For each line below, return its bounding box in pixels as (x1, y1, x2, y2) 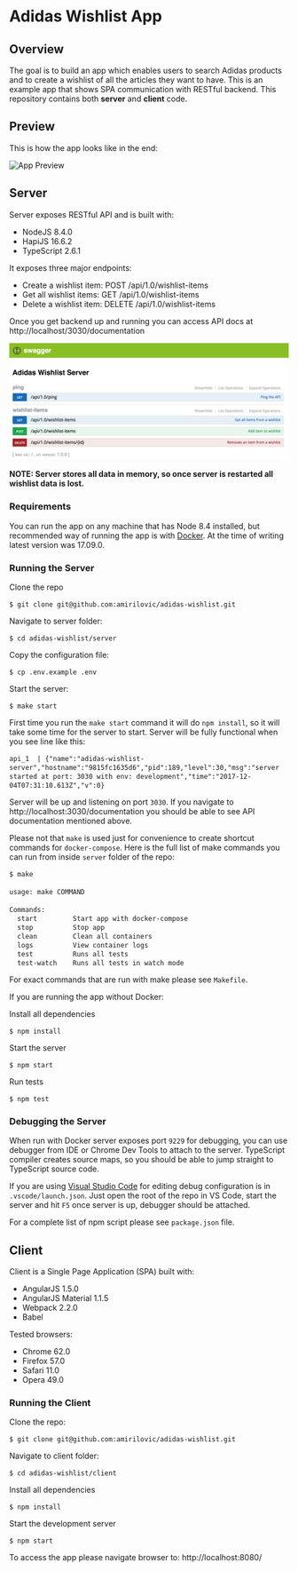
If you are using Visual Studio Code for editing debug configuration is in (9, 1181, 271, 1192)
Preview (9, 119, 56, 134)
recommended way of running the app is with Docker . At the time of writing (9, 530, 284, 541)
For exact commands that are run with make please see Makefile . (9, 974, 248, 985)
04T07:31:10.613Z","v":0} (9, 781, 105, 789)
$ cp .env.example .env (9, 668, 98, 677)
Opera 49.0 (21, 1374, 65, 1385)
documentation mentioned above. (9, 815, 133, 826)
